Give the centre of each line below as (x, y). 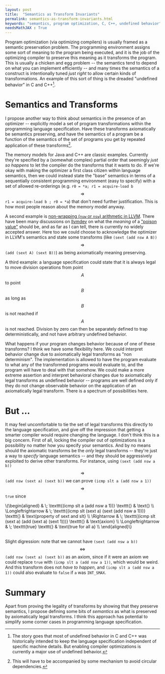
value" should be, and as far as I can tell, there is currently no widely (74, 227)
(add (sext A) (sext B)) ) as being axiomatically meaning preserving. (76, 253)
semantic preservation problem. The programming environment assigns (78, 47)
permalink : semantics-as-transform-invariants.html (59, 19)
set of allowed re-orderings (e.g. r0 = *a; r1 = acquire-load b (69, 186)
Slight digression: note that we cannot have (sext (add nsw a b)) (71, 541)
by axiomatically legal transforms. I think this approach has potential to (77, 617)
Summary (25, 592)
